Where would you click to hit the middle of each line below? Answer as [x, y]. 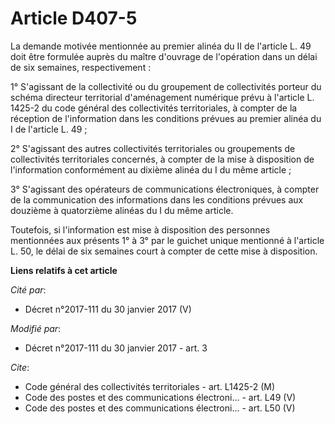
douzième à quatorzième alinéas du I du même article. [122, 210]
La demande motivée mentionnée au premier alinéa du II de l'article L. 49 [161, 46]
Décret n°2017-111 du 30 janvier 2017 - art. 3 [116, 348]
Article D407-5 [74, 18]
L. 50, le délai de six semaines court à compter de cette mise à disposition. [164, 251]
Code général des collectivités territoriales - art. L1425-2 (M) [150, 386]
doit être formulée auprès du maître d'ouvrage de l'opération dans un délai [164, 56]
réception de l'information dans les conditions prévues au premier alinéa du [166, 118]
